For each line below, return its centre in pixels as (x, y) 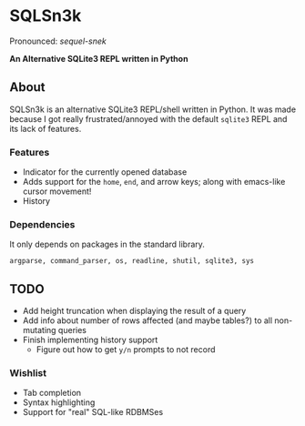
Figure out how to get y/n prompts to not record (126, 350)
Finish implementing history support (90, 340)
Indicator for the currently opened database (105, 172)
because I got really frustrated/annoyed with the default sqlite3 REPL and (148, 118)
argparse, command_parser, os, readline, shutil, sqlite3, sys (132, 261)
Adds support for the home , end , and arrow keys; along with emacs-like (154, 182)
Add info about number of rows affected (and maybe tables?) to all (147, 320)
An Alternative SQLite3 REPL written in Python (99, 58)
